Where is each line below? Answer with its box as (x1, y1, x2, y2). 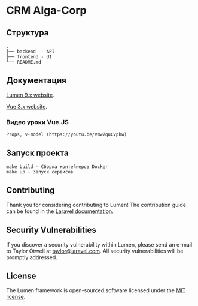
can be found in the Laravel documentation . (6, 208, 114, 215)
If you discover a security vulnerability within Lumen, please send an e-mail (6, 241, 193, 248)
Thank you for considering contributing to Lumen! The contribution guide (6, 201, 187, 208)
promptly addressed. (6, 253, 58, 261)
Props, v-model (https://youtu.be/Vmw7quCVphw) (6, 131, 127, 138)
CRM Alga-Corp (6, 4, 87, 17)
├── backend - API (6, 49, 55, 55)
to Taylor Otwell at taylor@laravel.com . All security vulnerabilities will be (6, 247, 184, 254)
